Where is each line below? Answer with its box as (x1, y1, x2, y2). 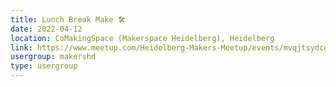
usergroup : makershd (10, 52, 97, 62)
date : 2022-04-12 (10, 24, 83, 34)
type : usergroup (10, 61, 78, 71)
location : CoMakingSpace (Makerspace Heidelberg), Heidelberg (10, 33, 275, 43)
